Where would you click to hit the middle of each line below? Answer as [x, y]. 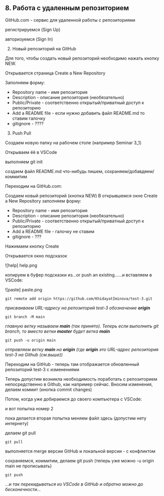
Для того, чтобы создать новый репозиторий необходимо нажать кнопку [82, 58]
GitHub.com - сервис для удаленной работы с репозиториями [70, 20]
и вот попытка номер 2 [29, 408]
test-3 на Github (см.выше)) [34, 354]
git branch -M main [25, 317]
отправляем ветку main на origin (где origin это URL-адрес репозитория [82, 349]
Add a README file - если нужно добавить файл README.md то [78, 113]
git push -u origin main [30, 340]
